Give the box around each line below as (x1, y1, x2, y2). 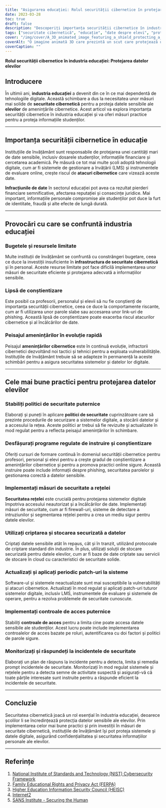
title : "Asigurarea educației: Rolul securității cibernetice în (5, 7, 142, 12)
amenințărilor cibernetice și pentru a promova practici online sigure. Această (5, 462, 161, 467)
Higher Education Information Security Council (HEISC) (12, 786, 124, 792)
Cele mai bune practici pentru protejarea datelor (5, 378, 157, 386)
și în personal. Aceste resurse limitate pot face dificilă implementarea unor (5, 264, 157, 270)
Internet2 (12, 792, 31, 798)
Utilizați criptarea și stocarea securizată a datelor (5, 529, 126, 536)
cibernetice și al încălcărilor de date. (5, 319, 79, 325)
